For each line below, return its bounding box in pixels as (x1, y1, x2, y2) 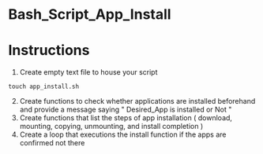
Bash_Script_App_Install (8, 5, 171, 24)
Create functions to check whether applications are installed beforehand (19, 97, 256, 106)
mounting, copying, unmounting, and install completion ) (19, 122, 204, 131)
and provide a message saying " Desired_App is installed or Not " (19, 104, 232, 115)
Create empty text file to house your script (19, 68, 158, 77)
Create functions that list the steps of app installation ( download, (19, 113, 233, 123)
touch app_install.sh (8, 82, 80, 91)
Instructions (8, 42, 90, 60)
